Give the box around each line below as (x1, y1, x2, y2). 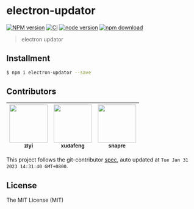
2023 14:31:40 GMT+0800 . (6, 163, 68, 170)
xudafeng (60, 143, 85, 149)
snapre (108, 143, 126, 149)
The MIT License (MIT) (6, 196, 64, 204)
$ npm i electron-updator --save (6, 69, 92, 76)
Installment (6, 53, 51, 64)
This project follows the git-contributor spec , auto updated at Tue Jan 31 (6, 156, 189, 163)
